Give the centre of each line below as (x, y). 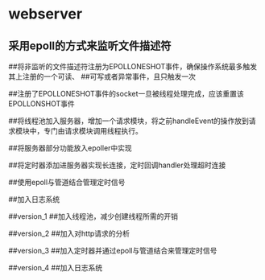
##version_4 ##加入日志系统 (56, 268)
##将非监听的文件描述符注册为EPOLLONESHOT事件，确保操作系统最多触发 (133, 66)
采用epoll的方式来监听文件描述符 (90, 45)
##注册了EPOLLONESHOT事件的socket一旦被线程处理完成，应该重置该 (126, 94)
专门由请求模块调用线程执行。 (93, 131)
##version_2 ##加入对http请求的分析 (69, 233)
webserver (46, 14)
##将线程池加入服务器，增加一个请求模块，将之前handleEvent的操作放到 (129, 121)
